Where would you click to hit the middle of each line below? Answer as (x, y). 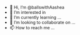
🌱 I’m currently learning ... (35, 17)
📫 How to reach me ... (32, 28)
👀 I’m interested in (28, 12)
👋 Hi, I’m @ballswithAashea (37, 7)
